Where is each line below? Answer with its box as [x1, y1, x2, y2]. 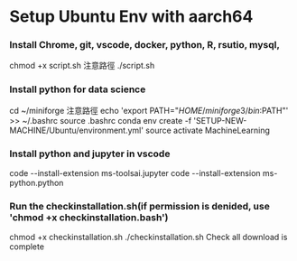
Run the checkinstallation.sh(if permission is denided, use [9, 200, 271, 212]
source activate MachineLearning [145, 125, 271, 135]
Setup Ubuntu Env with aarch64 [9, 6, 254, 27]
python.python [9, 178, 64, 189]
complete [9, 241, 45, 252]
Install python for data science [9, 83, 146, 96]
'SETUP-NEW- [193, 115, 247, 126]
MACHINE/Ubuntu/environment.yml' [9, 125, 144, 135]
